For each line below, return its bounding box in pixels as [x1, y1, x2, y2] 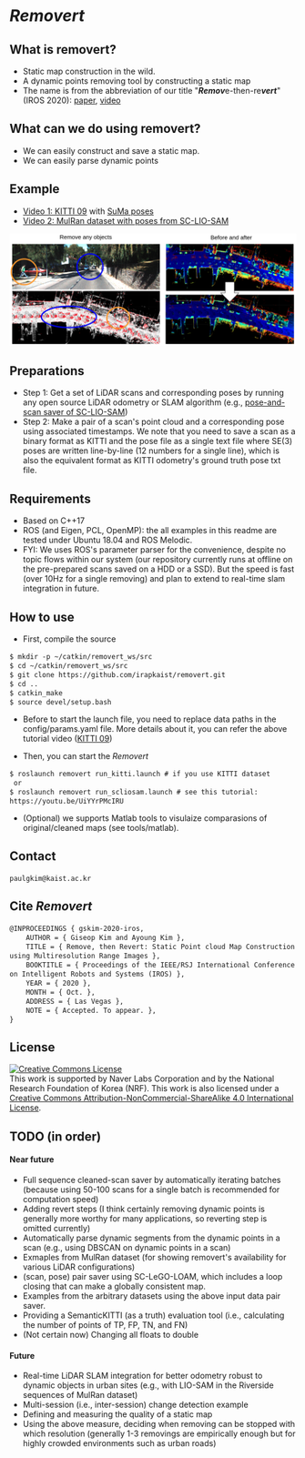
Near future [9, 1154, 55, 1165]
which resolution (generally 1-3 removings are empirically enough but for [22, 1428, 296, 1439]
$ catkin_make [9, 688, 64, 697]
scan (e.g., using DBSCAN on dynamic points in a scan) [22, 1241, 231, 1252]
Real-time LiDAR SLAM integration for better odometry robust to [22, 1371, 263, 1382]
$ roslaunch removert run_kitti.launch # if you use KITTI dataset [9, 769, 271, 778]
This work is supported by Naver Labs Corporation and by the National [9, 1073, 275, 1084]
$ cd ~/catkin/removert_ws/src [9, 661, 128, 670]
